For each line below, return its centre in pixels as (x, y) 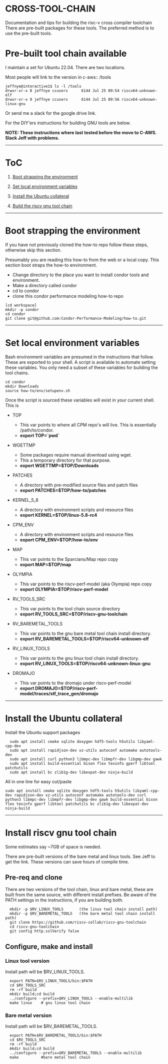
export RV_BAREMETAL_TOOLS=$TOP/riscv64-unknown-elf (84, 639)
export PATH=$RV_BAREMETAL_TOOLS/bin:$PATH (55, 1035)
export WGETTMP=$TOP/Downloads (59, 465)
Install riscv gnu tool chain (61, 833)
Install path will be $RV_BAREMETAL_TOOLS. (51, 1026)
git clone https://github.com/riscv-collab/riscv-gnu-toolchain (78, 923)
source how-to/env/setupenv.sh (38, 391)
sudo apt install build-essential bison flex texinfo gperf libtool (82, 763)
